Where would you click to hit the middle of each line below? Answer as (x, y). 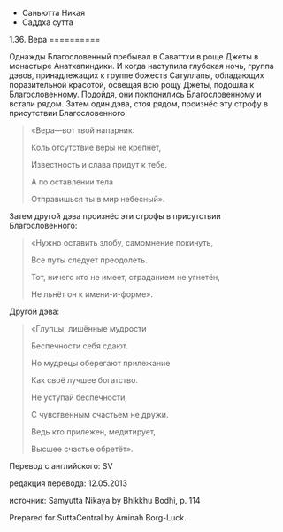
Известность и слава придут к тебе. (99, 164)
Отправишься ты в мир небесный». (98, 199)
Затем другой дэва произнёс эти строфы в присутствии (115, 216)
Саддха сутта (47, 22)
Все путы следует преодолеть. (89, 260)
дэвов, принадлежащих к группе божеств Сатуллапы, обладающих (137, 75)
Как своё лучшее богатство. (84, 380)
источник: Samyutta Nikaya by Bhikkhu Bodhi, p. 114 (105, 501)
